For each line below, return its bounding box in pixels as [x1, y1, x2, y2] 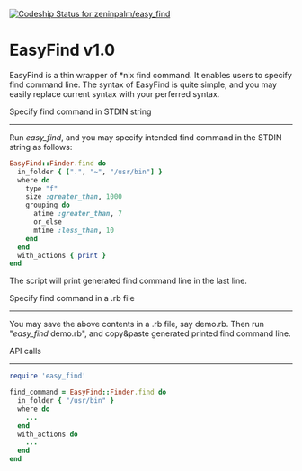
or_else [32, 218, 63, 227]
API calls [9, 346, 42, 357]
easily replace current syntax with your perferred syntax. [9, 88, 220, 99]
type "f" [25, 184, 58, 193]
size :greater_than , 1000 [25, 192, 123, 201]
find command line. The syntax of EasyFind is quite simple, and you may [9, 79, 277, 90]
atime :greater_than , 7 [32, 209, 123, 218]
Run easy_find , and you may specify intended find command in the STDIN [9, 131, 282, 143]
